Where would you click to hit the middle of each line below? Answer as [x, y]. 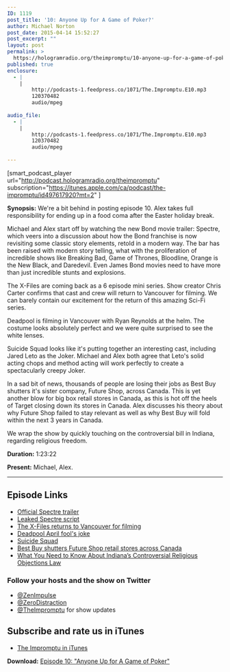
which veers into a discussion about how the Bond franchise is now [102, 236]
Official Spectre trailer [48, 512]
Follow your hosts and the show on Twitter [79, 580]
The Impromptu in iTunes [52, 647]
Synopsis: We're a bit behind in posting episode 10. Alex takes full [100, 208]
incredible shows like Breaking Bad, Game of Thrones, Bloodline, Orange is [113, 258]
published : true [30, 64]
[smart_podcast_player [39, 173]
